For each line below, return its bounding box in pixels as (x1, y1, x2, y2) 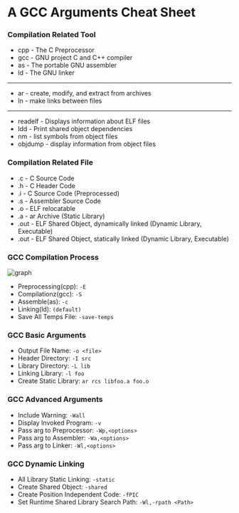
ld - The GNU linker (17, 68, 75, 77)
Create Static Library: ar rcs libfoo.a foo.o (17, 377, 149, 385)
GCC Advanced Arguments (7, 395, 103, 405)
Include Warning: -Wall (17, 410, 85, 419)
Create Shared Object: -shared (17, 482, 108, 491)
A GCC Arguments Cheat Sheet (7, 4, 196, 21)
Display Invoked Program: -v (17, 418, 102, 427)
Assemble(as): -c (17, 297, 69, 306)
